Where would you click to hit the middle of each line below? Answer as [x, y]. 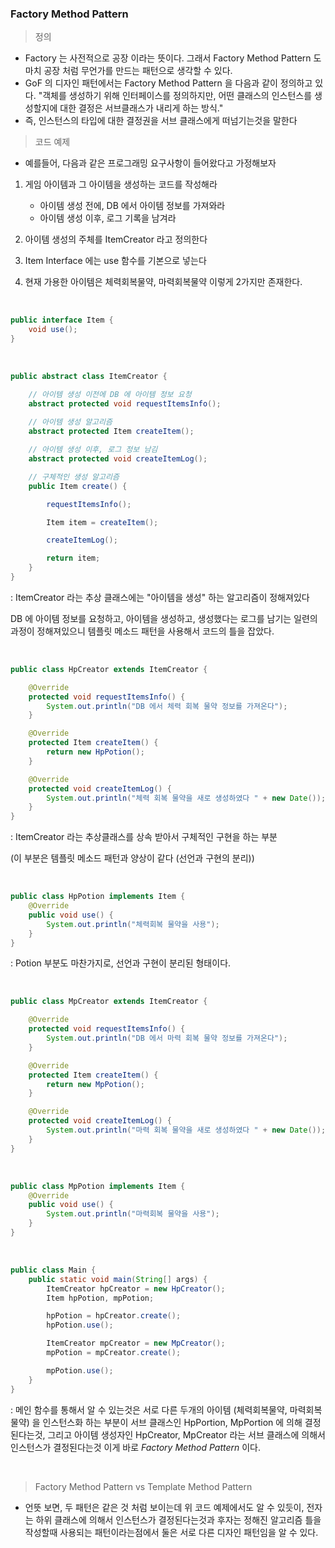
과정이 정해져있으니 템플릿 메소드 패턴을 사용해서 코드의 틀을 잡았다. [142, 631]
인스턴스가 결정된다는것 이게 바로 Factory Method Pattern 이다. [135, 1447]
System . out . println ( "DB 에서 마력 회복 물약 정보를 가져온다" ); [167, 1038]
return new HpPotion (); [95, 752]
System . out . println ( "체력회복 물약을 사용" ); [133, 924]
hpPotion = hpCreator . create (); [114, 1316]
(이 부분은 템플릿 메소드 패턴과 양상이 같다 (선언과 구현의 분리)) [132, 858]
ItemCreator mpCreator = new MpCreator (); [136, 1343]
